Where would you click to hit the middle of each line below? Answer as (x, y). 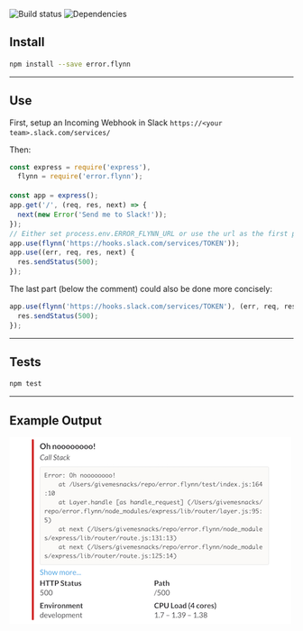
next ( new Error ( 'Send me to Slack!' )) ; (92, 215)
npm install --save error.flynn (70, 64)
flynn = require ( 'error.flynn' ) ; (80, 177)
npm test (26, 384)
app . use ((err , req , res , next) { (72, 252)
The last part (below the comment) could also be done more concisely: (141, 289)
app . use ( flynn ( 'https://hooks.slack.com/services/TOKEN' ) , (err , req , (145, 306)
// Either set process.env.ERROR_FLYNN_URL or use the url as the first (149, 233)
